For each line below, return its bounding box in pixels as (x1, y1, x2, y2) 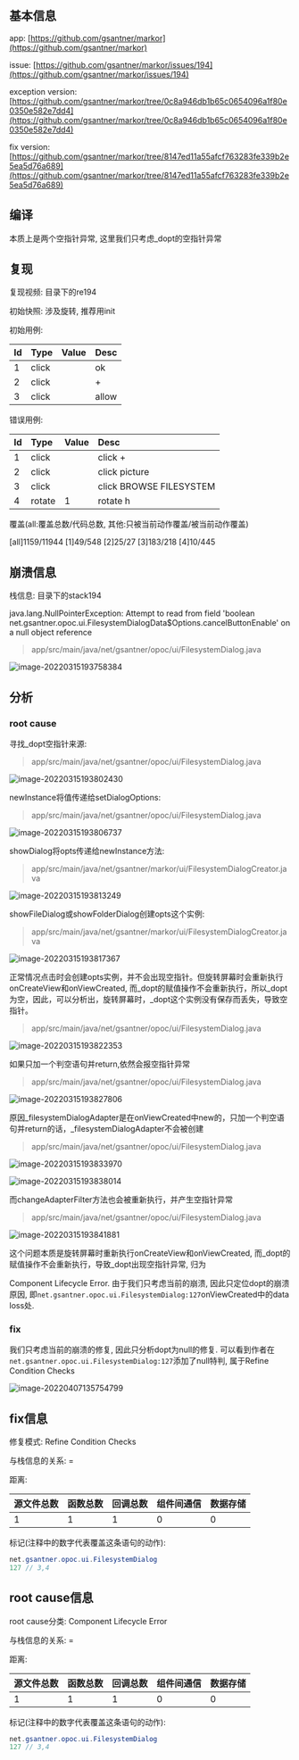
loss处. (9, 1299, 35, 1310)
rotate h (97, 494, 131, 507)
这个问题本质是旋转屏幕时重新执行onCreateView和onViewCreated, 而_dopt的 (9, 1248, 291, 1258)
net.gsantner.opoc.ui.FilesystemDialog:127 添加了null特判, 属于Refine (9, 1356, 270, 1366)
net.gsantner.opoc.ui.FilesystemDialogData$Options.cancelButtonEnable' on (9, 618, 291, 628)
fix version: (9, 141, 51, 152)
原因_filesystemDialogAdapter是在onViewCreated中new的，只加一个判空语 (9, 1112, 285, 1123)
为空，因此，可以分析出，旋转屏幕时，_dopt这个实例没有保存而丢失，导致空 (9, 993, 288, 1004)
